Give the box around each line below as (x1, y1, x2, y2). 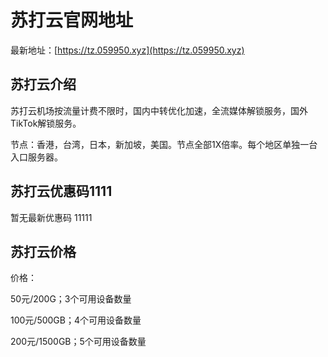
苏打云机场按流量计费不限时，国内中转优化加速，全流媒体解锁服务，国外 (10, 104, 308, 116)
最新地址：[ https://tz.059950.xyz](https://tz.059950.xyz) (10, 44, 245, 56)
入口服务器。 (10, 151, 63, 163)
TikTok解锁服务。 (10, 117, 82, 129)
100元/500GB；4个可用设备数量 (10, 314, 142, 326)
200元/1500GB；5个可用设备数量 (10, 336, 147, 348)
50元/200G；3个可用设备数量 (10, 293, 132, 305)
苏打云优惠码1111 (10, 183, 113, 200)
